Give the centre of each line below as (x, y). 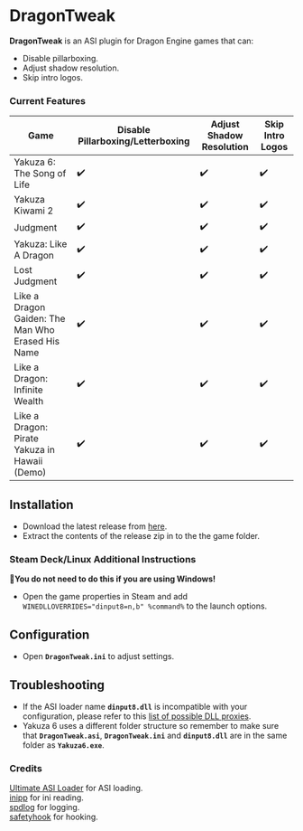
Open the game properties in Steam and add (105, 597)
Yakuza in (35, 450)
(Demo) (30, 473)
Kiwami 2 (34, 211)
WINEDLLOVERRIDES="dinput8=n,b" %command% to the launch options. (145, 606)
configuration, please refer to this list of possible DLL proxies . (137, 716)
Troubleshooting (57, 685)
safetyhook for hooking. (54, 817)
